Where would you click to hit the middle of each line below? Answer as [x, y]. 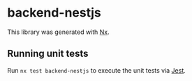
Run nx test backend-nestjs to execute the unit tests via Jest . [97, 70]
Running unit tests [48, 54]
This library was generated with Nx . [58, 32]
